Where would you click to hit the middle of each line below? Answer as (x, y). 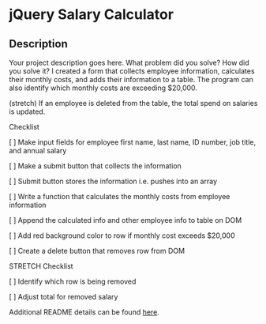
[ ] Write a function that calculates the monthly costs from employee (120, 196)
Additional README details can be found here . (84, 312)
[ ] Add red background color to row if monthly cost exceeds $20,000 (122, 235)
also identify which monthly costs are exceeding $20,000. (103, 88)
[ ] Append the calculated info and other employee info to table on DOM (126, 220)
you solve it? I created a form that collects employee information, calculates (132, 71)
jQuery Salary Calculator (92, 15)
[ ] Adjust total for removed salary (64, 297)
